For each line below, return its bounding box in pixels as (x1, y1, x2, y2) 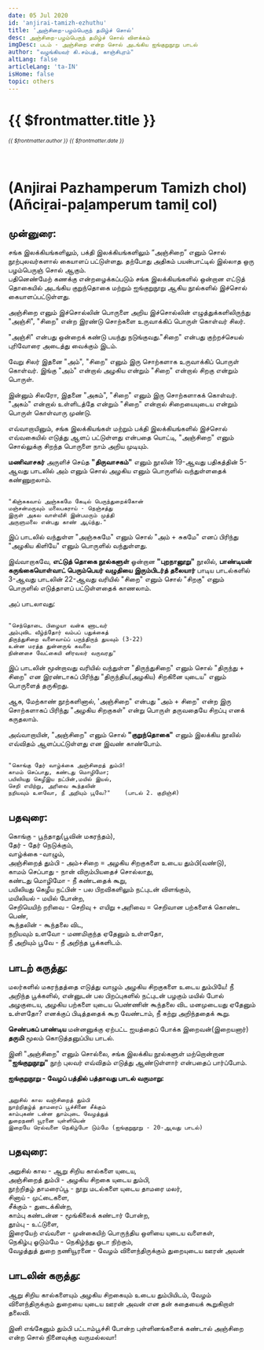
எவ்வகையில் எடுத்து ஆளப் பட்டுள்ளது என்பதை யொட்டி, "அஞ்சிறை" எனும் (8, 432, 234, 442)
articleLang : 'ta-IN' (8, 63, 79, 71)
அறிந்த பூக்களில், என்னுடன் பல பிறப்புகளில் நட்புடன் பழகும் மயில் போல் (8, 991, 224, 1000)
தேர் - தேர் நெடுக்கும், (8, 840, 74, 850)
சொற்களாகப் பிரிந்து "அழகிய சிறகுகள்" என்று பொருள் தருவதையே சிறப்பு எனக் (8, 706, 245, 715)
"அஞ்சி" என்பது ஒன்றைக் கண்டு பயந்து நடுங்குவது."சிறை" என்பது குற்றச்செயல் (8, 332, 244, 342)
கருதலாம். (8, 714, 39, 724)
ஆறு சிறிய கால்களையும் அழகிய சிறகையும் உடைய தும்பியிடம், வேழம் (8, 1289, 211, 1300)
